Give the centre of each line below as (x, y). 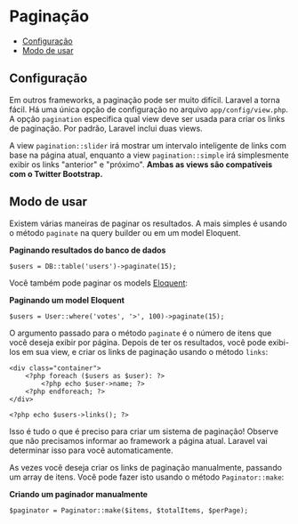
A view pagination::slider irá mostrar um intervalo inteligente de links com (148, 145)
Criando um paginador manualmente (79, 494)
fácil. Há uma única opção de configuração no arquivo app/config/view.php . (149, 109)
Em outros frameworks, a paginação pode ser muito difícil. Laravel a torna (145, 100)
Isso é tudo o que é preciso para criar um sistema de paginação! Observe (144, 431)
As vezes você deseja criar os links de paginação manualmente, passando (146, 467)
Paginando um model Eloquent (67, 300)
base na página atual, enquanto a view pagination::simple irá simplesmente (149, 155)
